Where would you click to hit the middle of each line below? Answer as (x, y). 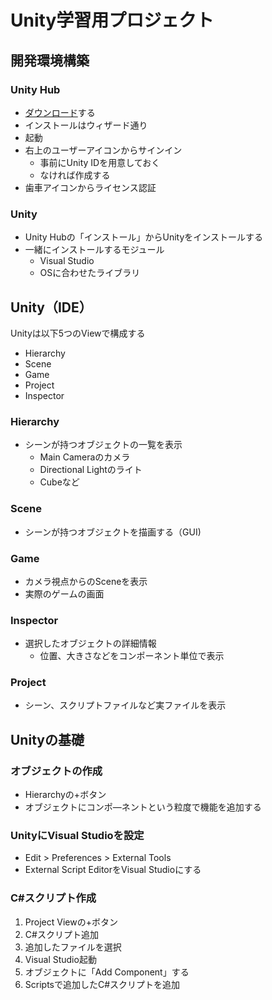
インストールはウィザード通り (86, 125)
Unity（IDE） (51, 307)
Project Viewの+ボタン (71, 922)
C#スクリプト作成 (53, 898)
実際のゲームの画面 (64, 593)
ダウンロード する (60, 112)
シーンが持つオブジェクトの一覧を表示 (103, 445)
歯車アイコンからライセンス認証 (90, 187)
